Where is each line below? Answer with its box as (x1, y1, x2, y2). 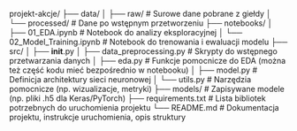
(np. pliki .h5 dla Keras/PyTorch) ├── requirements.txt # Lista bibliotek (9, 93, 267, 104)
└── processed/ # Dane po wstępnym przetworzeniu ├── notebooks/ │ (9, 18, 273, 28)
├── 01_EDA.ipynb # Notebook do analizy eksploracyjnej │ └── (9, 27, 243, 37)
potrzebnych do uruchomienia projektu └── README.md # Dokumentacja (9, 103, 280, 112)
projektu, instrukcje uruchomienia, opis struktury (9, 112, 187, 122)
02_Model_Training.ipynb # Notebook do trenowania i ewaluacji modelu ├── (9, 36, 288, 47)
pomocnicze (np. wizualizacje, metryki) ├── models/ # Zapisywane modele (9, 84, 285, 94)
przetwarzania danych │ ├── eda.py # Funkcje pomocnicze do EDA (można (9, 56, 286, 65)
